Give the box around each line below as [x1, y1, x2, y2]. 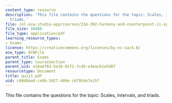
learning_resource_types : [5, 36, 60, 41]
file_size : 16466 [5, 26, 42, 31]
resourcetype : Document [5, 69, 56, 74]
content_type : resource [5, 7, 56, 13]
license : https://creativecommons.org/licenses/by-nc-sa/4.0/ [5, 45, 141, 50]
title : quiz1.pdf [5, 74, 42, 79]
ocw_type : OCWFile [5, 50, 45, 55]
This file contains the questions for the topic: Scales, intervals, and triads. [5, 92, 160, 98]
